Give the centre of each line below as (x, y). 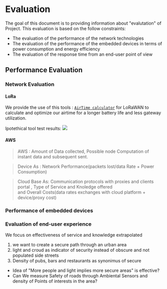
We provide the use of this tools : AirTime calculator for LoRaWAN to (77, 108)
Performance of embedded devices (49, 211)
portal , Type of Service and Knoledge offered (65, 186)
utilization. (16, 118)
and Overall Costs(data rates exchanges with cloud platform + (81, 192)
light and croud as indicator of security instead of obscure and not (81, 250)
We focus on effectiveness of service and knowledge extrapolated (74, 235)
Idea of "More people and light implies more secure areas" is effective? (86, 270)
